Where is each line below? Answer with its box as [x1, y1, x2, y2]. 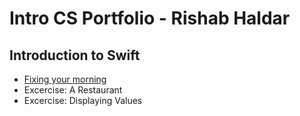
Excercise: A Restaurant [23, 84, 123, 96]
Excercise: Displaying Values [23, 95, 143, 106]
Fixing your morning [23, 73, 107, 85]
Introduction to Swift [9, 47, 141, 64]
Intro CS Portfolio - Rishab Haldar [9, 7, 291, 30]
